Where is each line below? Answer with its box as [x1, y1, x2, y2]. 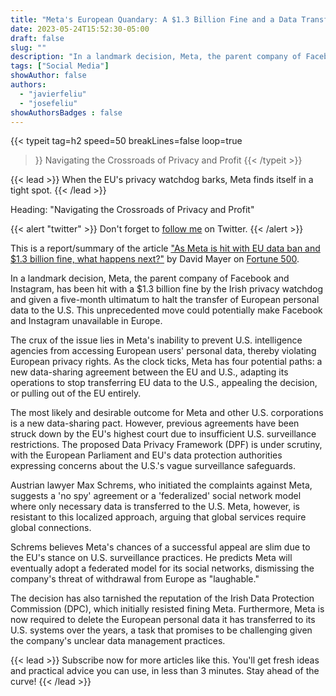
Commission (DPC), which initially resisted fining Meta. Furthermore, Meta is [10, 603, 325, 615]
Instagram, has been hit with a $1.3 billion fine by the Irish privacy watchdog [10, 283, 324, 295]
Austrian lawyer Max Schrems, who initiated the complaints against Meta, [10, 479, 313, 491]
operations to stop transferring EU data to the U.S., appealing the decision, [10, 377, 318, 389]
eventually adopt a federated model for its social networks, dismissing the [10, 562, 315, 575]
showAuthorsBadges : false [10, 107, 123, 118]
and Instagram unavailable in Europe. [10, 315, 163, 327]
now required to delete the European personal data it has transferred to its [10, 614, 316, 626]
